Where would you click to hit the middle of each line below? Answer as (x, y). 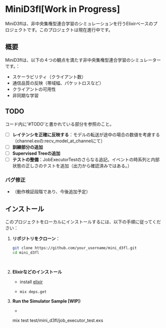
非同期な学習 (25, 95)
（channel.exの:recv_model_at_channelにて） (59, 141)
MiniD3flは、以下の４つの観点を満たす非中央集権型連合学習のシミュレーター (83, 60)
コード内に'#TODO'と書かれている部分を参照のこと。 (59, 124)
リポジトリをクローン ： (36, 238)
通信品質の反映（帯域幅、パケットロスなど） (58, 83)
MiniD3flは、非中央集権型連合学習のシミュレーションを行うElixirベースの (79, 23)
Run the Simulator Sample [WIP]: (47, 301)
